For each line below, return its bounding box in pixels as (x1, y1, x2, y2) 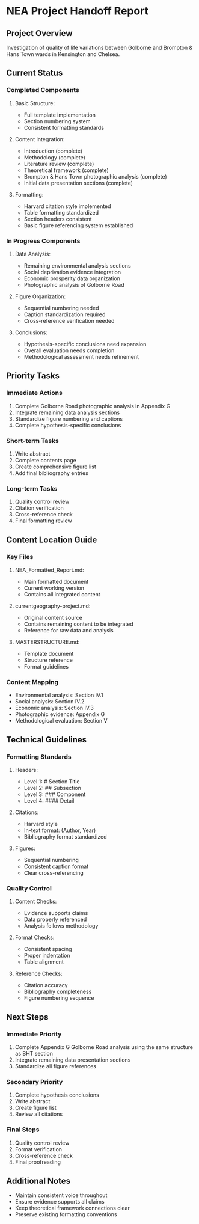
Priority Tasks (6, 371, 60, 381)
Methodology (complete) (23, 153, 86, 161)
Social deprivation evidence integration (23, 268, 121, 275)
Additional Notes (6, 1175, 71, 1186)
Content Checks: (14, 898, 57, 905)
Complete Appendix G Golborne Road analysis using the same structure (14, 1043, 194, 1050)
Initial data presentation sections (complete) (23, 179, 133, 186)
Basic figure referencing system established (23, 221, 133, 229)
